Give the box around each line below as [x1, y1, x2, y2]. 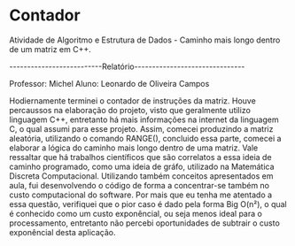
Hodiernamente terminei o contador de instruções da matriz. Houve [9, 95, 257, 106]
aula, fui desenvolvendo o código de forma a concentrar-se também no [9, 180, 270, 190]
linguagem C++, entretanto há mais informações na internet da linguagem [9, 114, 279, 125]
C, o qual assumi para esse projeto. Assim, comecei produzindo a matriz [9, 123, 274, 134]
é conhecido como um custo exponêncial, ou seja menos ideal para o [9, 208, 263, 219]
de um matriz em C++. [9, 43, 91, 54]
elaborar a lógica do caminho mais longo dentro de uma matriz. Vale [9, 142, 259, 153]
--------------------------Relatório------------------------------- [9, 61, 245, 72]
